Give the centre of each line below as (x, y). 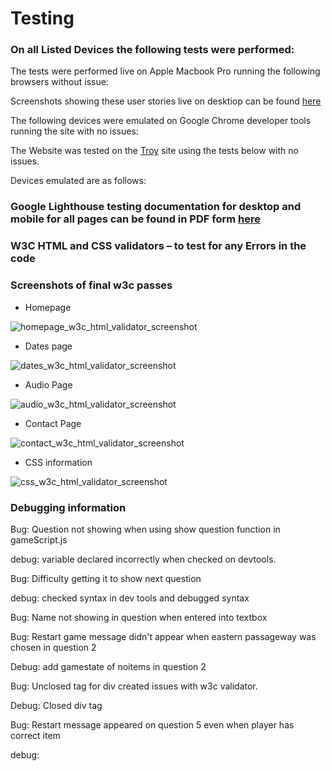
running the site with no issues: (74, 131)
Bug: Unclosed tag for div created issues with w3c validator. (134, 686)
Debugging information (68, 507)
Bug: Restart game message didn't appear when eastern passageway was (163, 636)
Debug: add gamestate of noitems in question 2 (108, 666)
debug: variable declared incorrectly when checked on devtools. (143, 559)
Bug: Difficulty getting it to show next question (106, 578)
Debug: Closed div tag (56, 705)
